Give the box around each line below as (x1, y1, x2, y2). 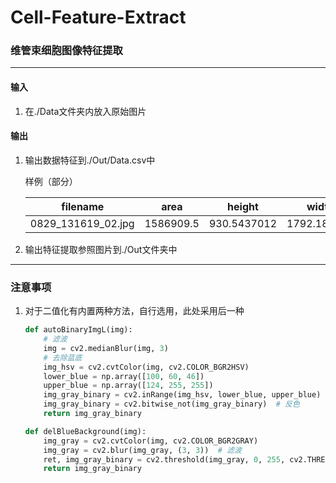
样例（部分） (24, 175, 78, 187)
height (227, 199, 259, 213)
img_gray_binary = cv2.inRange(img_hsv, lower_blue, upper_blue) (43, 390, 322, 400)
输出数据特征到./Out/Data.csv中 (24, 154, 156, 166)
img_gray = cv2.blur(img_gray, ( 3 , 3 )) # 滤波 (43, 445, 242, 455)
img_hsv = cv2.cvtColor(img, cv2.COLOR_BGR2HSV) (43, 362, 250, 372)
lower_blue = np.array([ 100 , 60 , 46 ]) (43, 371, 205, 381)
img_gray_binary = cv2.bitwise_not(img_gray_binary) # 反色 (43, 399, 300, 410)
